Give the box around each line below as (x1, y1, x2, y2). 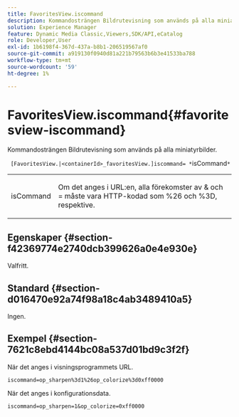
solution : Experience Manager (7, 23, 97, 31)
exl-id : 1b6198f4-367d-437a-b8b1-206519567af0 (7, 43, 148, 51)
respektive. (58, 200, 95, 210)
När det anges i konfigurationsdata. (7, 389, 112, 397)
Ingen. (7, 312, 26, 321)
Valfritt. (7, 261, 29, 270)
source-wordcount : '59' (7, 63, 78, 70)
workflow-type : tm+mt (7, 57, 72, 64)
